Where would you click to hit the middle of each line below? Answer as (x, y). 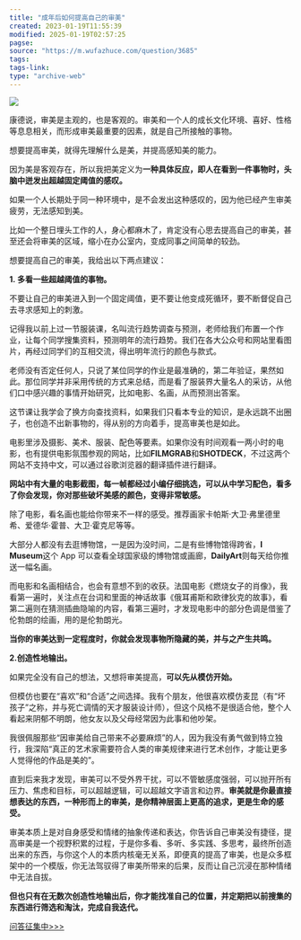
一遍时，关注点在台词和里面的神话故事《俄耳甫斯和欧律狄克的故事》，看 (156, 597)
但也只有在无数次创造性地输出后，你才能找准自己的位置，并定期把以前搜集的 (150, 896)
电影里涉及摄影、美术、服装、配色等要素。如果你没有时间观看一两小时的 (142, 442)
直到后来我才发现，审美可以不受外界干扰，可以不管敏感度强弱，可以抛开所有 (150, 779)
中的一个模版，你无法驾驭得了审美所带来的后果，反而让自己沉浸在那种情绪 (154, 865)
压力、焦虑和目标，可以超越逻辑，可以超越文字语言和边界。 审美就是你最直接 (150, 790)
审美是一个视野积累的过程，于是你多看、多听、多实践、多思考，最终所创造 (154, 843)
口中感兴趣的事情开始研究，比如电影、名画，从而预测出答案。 (130, 393)
